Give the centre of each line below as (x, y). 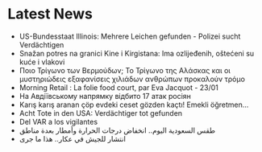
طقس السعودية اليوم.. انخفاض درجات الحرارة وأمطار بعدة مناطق (117, 130)
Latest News (50, 14)
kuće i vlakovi (42, 62)
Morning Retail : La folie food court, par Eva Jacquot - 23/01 (119, 87)
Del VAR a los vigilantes (58, 121)
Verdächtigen (42, 44)
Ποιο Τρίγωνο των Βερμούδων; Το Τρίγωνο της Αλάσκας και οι (125, 70)
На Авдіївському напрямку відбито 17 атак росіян (105, 96)
